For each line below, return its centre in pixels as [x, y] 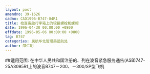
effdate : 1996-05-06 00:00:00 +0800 [42, 32]
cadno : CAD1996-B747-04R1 [31, 18]
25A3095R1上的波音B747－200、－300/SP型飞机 [55, 66]
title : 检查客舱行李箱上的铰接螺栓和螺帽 [42, 23]
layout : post [18, 9]
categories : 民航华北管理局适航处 [36, 41]
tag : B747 [15, 37]
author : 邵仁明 [19, 46]
